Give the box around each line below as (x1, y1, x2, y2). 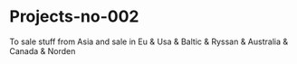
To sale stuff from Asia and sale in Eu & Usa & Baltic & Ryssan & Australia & (9, 36, 288, 47)
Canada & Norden (9, 45, 76, 56)
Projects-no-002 (9, 6, 139, 27)
